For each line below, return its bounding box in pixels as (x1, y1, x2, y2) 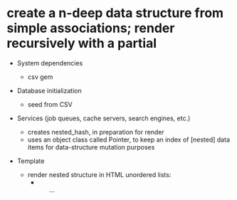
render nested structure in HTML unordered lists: (27, 170, 172, 179)
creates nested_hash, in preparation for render (27, 127, 164, 136)
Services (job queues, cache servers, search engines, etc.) (16, 114, 191, 122)
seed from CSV (27, 100, 73, 108)
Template (16, 157, 45, 165)
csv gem (27, 73, 53, 81)
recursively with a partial (6, 36, 157, 51)
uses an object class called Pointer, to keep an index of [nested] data (27, 135, 231, 144)
